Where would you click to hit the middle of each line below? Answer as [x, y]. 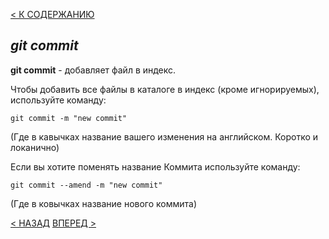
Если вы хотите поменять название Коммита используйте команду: [155, 166]
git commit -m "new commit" [69, 118]
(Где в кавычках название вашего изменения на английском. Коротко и [164, 136]
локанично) [35, 147]
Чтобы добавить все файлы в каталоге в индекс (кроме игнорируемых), [165, 89]
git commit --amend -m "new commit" [86, 185]
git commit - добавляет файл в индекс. [93, 70]
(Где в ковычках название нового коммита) [104, 203]
